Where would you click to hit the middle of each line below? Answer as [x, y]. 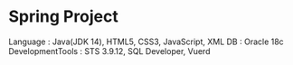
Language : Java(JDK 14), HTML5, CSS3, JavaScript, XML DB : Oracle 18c [146, 42]
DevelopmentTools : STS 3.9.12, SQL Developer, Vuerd [109, 51]
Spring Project [63, 17]
